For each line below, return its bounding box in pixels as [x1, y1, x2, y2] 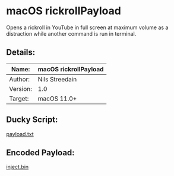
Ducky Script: [6, 115, 58, 125]
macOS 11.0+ [37, 94, 77, 102]
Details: [6, 48, 36, 58]
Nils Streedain [37, 75, 77, 83]
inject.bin [6, 164, 29, 171]
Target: [9, 94, 29, 102]
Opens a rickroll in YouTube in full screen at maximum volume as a [6, 24, 169, 31]
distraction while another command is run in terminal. [6, 30, 137, 37]
